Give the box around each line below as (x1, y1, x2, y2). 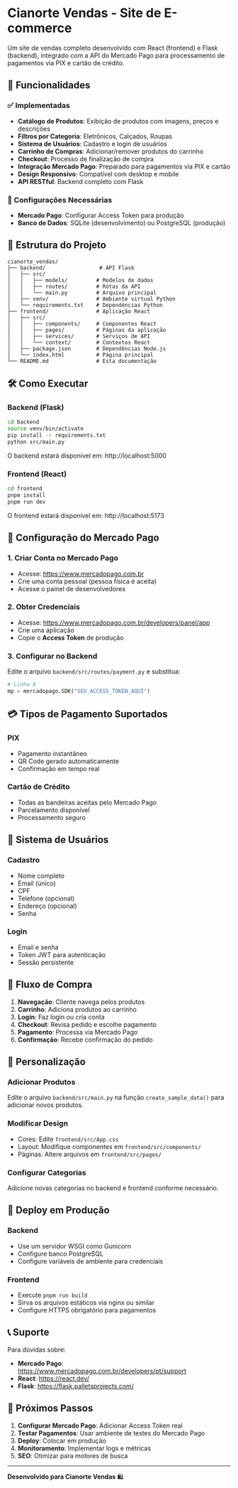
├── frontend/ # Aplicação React (7, 308, 151, 315)
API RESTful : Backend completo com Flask (17, 177, 144, 185)
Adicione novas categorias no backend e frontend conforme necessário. (7, 1183, 219, 1192)
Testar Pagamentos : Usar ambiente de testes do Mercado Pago (17, 1428, 205, 1437)
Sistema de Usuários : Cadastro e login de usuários (17, 139, 168, 148)
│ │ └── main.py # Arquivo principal (7, 289, 157, 296)
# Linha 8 (7, 681, 37, 689)
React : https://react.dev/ (17, 1374, 90, 1383)
